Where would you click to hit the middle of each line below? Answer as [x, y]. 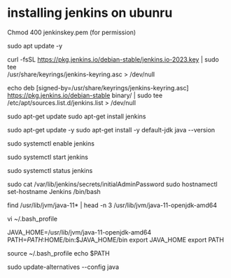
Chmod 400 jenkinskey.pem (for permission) [72, 32]
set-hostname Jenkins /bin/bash [54, 191]
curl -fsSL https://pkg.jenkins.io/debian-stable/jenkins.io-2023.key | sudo [113, 59]
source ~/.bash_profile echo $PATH [58, 253]
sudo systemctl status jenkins [50, 170]
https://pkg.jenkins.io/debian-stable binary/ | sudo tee [85, 95]
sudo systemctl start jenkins [48, 157]
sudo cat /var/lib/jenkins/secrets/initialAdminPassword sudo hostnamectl [113, 184]
